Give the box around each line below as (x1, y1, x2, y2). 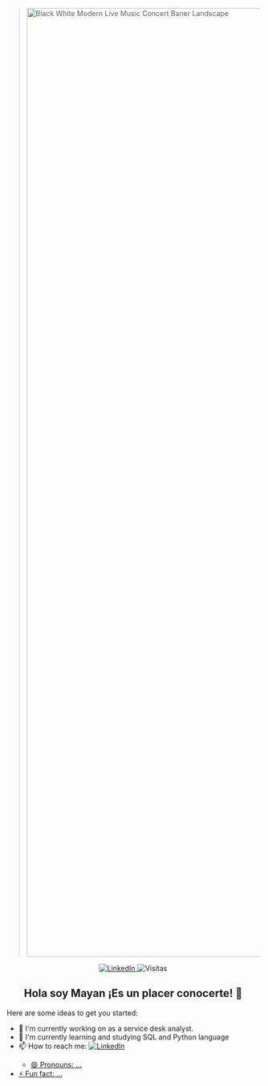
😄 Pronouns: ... (30, 1059, 83, 1069)
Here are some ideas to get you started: (6, 1008, 139, 1018)
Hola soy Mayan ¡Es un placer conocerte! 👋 (23, 986, 243, 1000)
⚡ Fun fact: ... (18, 1068, 63, 1078)
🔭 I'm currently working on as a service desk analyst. (18, 1023, 194, 1033)
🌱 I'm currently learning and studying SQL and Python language (18, 1032, 229, 1042)
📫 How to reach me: (18, 1041, 87, 1051)
